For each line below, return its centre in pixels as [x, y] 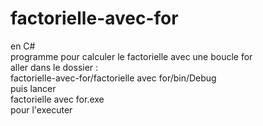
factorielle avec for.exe [57, 99]
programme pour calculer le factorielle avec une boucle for [131, 56]
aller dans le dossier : [54, 67]
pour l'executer [41, 109]
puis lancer [33, 88]
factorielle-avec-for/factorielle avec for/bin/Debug [113, 78]
